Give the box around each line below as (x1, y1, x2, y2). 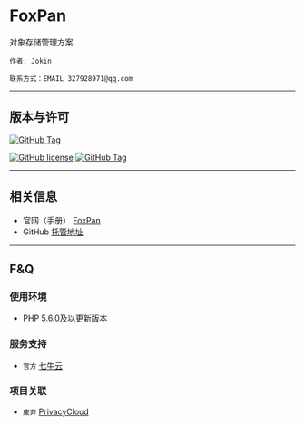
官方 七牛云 (22, 360, 64, 371)
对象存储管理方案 (9, 36, 74, 47)
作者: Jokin (9, 56, 52, 65)
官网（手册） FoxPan (22, 214, 102, 225)
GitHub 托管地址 (22, 226, 84, 237)
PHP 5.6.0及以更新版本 (22, 312, 108, 323)
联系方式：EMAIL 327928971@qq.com (9, 74, 133, 83)
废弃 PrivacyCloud (22, 406, 89, 417)
